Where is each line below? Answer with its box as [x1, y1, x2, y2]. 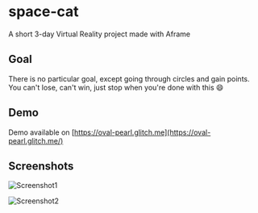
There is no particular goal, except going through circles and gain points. [8, 73, 250, 83]
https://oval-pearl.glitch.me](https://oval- [73, 127, 211, 137]
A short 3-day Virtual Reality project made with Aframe [8, 29, 191, 39]
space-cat [8, 2, 79, 21]
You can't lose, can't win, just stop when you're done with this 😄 [8, 82, 224, 92]
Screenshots [8, 159, 74, 173]
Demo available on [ [8, 127, 75, 137]
